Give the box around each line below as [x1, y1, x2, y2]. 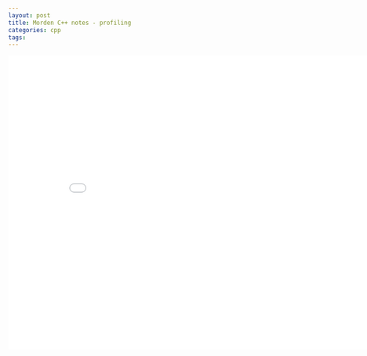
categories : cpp [8, 26, 61, 34]
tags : [8, 33, 26, 42]
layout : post [8, 11, 51, 20]
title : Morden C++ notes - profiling [8, 19, 132, 27]
